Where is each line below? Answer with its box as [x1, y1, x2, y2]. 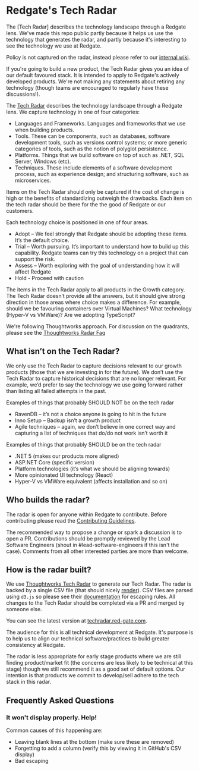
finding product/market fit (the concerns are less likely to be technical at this [6, 659, 193, 667]
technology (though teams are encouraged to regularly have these [6, 84, 169, 91]
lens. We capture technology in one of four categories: [6, 108, 140, 115]
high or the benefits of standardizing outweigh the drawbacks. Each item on [6, 194, 192, 202]
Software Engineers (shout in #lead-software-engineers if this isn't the [6, 541, 179, 548]
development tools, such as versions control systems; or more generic [14, 139, 187, 146]
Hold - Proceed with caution [14, 274, 84, 281]
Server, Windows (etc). [14, 158, 71, 165]
